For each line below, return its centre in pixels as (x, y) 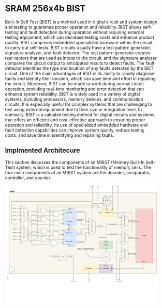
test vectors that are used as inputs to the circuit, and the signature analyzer (81, 58)
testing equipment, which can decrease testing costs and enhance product (80, 37)
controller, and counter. (28, 178)
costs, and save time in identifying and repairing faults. (60, 135)
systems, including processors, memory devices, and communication (74, 99)
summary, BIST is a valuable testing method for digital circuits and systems (80, 114)
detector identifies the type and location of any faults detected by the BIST (79, 68)
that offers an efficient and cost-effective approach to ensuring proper (75, 120)
